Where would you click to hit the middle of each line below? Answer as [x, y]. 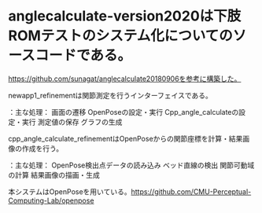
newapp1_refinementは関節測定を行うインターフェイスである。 [110, 95]
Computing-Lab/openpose [51, 200]
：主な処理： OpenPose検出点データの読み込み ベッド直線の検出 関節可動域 [131, 165]
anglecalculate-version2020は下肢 [125, 16]
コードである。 [83, 55]
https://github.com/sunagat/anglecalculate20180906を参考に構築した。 [125, 79]
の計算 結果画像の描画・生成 [54, 174]
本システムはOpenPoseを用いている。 [70, 191]
